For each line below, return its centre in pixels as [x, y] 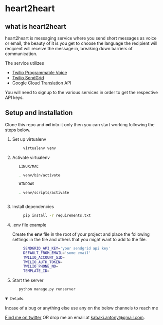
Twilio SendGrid [28, 78]
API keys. [14, 97]
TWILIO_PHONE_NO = [41, 267]
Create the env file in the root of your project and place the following [81, 234]
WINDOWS [27, 184]
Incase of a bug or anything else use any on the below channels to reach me [81, 308]
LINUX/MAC [29, 166]
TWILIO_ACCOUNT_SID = [44, 257]
